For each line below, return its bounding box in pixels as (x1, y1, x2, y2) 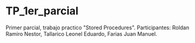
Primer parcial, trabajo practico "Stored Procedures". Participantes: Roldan (5, 24, 190, 31)
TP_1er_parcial (5, 4, 79, 18)
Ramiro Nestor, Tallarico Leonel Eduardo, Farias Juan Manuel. (5, 30, 157, 37)
